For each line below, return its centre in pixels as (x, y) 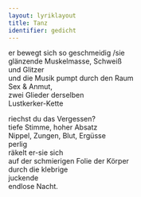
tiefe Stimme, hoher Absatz (53, 127)
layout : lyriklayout (43, 15)
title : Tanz (28, 23)
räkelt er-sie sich (36, 153)
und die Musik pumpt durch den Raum (71, 78)
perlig (18, 145)
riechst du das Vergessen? (52, 119)
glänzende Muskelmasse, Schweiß (65, 61)
